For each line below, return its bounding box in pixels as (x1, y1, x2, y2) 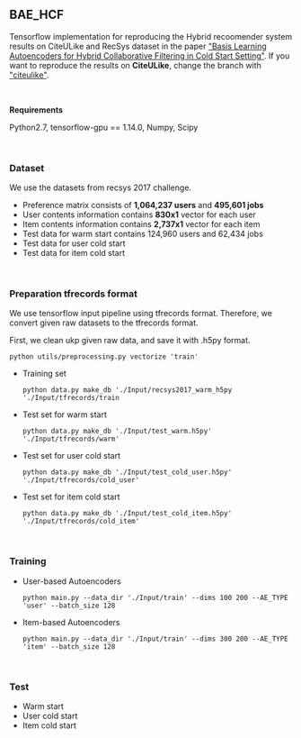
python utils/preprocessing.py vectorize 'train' (9, 352, 199, 361)
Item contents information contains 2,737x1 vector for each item (22, 219, 261, 230)
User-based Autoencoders (22, 576, 121, 587)
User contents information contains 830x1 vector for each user (22, 209, 256, 220)
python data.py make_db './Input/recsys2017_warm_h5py (22, 386, 233, 395)
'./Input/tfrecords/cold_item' (22, 517, 140, 526)
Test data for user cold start (22, 238, 126, 249)
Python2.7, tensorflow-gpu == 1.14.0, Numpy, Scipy (9, 122, 199, 132)
